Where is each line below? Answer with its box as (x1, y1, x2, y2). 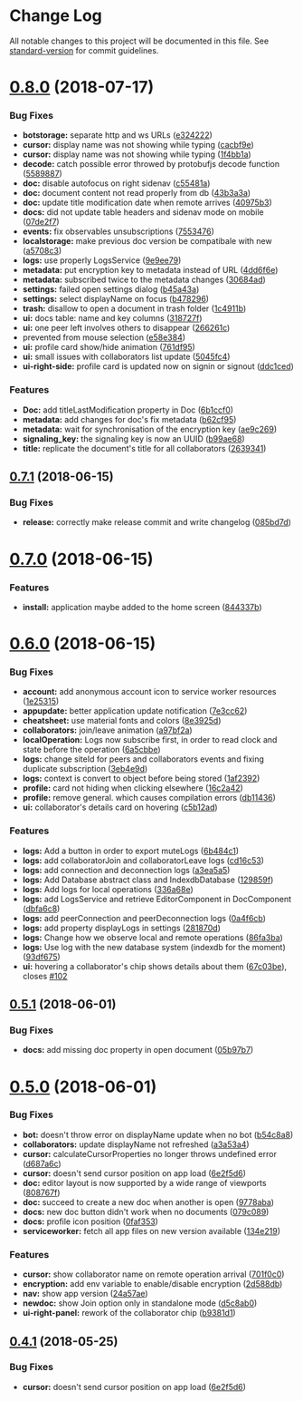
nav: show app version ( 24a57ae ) (22, 1289, 148, 1299)
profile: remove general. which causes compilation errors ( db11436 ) (22, 793, 276, 803)
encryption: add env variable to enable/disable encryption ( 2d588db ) (22, 1279, 283, 1289)
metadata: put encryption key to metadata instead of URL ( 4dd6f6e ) (22, 265, 279, 276)
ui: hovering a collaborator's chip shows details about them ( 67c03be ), (22, 960, 288, 971)
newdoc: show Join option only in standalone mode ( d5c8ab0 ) (22, 1298, 258, 1309)
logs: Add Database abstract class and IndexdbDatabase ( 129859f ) (22, 874, 274, 885)
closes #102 (22, 970, 68, 981)
